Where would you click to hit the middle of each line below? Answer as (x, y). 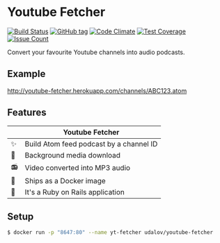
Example (26, 74)
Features (27, 113)
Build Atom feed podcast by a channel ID (91, 144)
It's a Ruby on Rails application (75, 192)
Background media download (72, 155)
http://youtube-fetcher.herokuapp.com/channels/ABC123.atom (97, 90)
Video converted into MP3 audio (78, 168)
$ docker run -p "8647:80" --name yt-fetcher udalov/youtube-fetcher (110, 233)
